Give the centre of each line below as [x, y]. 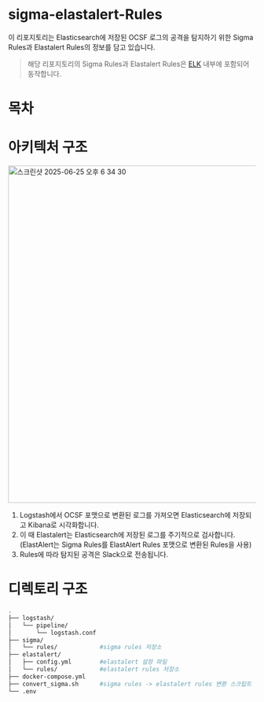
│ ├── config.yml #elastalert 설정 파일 [88, 662]
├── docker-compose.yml [47, 676]
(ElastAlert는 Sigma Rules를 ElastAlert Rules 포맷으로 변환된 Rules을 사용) [136, 544]
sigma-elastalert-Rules [85, 15]
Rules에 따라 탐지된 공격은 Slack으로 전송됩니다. [94, 555]
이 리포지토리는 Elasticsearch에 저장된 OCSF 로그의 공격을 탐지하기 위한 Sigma [131, 37]
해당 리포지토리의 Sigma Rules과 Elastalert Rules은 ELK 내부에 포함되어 [138, 64]
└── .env [22, 691]
